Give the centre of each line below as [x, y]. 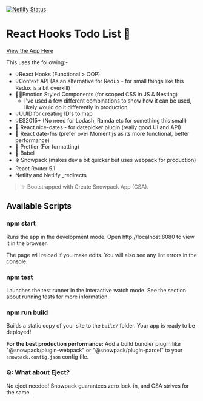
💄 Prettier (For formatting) [47, 146]
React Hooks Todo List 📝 [68, 34]
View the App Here [30, 50]
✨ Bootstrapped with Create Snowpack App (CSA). [85, 187]
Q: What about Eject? [38, 372]
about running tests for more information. [58, 297]
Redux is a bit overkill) [43, 87]
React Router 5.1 [35, 168]
